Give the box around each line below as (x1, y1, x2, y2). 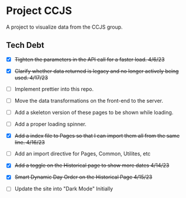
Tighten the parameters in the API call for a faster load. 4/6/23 (14, 55, 165, 62)
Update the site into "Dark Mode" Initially (14, 185, 113, 192)
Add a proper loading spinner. (14, 121, 87, 128)
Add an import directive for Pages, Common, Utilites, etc (14, 150, 151, 157)
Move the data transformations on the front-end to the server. (14, 97, 164, 104)
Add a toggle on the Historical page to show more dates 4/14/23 (14, 162, 170, 169)
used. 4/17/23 (14, 74, 49, 81)
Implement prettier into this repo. (14, 85, 94, 92)
